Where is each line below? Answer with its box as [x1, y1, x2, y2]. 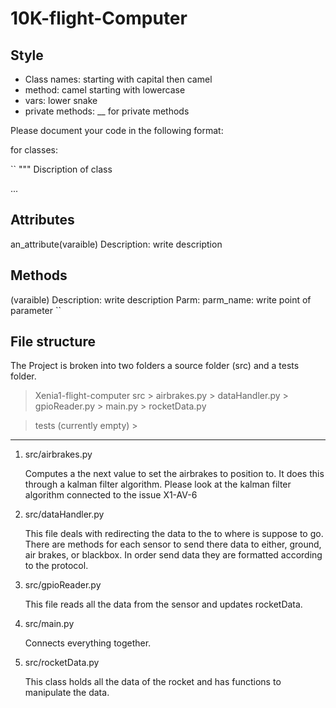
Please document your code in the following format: [10, 125, 224, 136]
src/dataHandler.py [24, 508, 105, 521]
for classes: [10, 144, 58, 156]
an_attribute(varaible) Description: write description [10, 238, 223, 250]
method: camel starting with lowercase [24, 84, 186, 96]
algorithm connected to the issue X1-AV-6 [24, 489, 198, 501]
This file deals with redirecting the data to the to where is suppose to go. [24, 528, 324, 540]
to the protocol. [24, 560, 89, 572]
